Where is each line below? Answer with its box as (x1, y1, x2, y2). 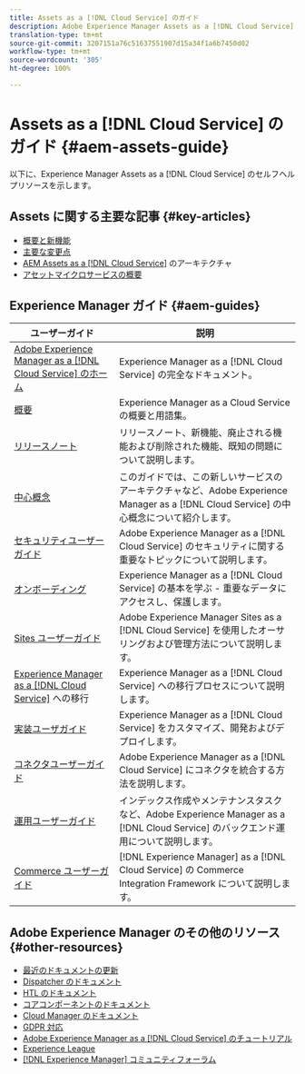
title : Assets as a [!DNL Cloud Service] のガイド (9, 13, 200, 23)
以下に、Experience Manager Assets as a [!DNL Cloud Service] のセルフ (9, 168, 280, 179)
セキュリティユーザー (14, 534, 104, 547)
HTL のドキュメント (22, 988, 97, 999)
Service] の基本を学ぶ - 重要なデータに (119, 582, 287, 595)
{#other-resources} (9, 940, 124, 955)
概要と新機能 (22, 234, 71, 245)
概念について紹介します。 (128, 512, 237, 524)
